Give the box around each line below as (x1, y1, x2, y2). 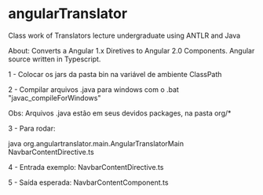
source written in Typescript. (8, 54, 101, 64)
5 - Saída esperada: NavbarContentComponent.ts (8, 178, 169, 187)
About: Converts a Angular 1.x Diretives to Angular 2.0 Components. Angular (8, 46, 255, 55)
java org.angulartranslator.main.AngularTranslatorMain (8, 138, 184, 148)
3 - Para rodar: (8, 123, 57, 133)
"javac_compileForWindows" (8, 93, 101, 102)
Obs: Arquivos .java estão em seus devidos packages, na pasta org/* (8, 108, 232, 118)
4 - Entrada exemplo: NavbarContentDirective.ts (8, 162, 164, 171)
